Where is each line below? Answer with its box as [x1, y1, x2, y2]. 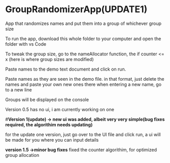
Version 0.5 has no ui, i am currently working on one [5, 106, 114, 112]
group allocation [5, 152, 40, 158]
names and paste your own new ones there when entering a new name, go [5, 81, 161, 87]
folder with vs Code [5, 41, 47, 47]
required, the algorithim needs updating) [5, 121, 93, 127]
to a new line [5, 86, 32, 92]
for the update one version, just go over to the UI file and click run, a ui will [5, 131, 161, 138]
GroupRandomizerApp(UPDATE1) [5, 4, 148, 15]
